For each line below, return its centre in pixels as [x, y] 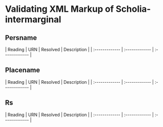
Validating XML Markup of [59, 9]
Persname [21, 38]
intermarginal [33, 19]
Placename [23, 70]
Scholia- [133, 9]
